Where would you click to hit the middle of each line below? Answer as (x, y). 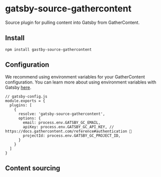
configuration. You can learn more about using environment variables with (81, 82)
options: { (29, 118)
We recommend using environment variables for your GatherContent (75, 77)
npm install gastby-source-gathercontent (49, 49)
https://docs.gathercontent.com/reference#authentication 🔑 (69, 131)
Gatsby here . (18, 87)
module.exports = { (25, 101)
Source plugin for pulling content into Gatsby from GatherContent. (72, 22)
